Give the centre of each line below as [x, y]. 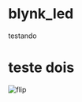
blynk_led [41, 14]
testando [22, 36]
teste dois [41, 68]
